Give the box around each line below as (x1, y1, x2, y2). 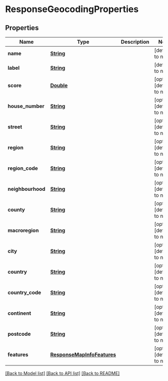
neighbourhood (7, 186, 46, 192)
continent (7, 310, 31, 317)
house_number (7, 103, 45, 109)
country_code (7, 289, 41, 296)
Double (50, 82, 68, 89)
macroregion (7, 227, 39, 234)
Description (120, 39, 149, 45)
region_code (7, 165, 38, 172)
